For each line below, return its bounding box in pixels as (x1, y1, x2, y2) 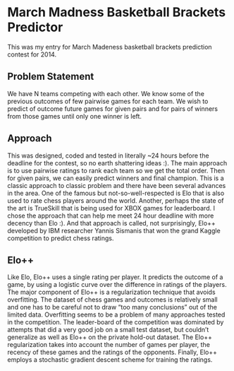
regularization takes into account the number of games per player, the (7, 341, 210, 349)
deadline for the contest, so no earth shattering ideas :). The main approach (7, 158, 228, 167)
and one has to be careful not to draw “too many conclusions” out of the (7, 303, 217, 312)
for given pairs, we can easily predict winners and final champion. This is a (7, 174, 224, 182)
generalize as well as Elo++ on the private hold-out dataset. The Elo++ (7, 333, 213, 341)
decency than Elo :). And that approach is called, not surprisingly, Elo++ (7, 218, 216, 227)
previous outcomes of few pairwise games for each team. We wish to (7, 97, 209, 105)
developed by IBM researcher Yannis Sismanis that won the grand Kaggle (7, 226, 221, 235)
